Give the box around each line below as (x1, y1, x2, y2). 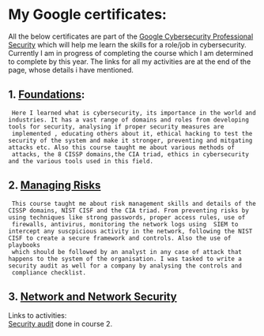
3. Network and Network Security (8, 289, 177, 303)
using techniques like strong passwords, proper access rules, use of (8, 213, 246, 222)
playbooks (8, 241, 41, 249)
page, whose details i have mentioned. (8, 65, 134, 74)
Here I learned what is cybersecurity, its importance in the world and (11, 109, 257, 117)
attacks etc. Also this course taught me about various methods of (8, 144, 236, 151)
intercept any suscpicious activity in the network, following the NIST (8, 227, 253, 235)
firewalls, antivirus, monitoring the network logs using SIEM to (11, 220, 239, 228)
